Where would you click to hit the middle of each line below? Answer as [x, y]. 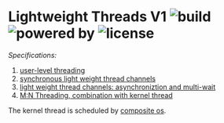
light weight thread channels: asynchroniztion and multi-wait [118, 87]
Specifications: [33, 55]
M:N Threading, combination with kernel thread [96, 95]
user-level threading [52, 70]
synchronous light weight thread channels [87, 78]
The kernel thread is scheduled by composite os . [87, 110]
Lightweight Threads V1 [88, 17]
